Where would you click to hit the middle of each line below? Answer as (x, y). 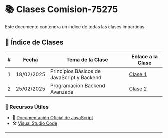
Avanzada (62, 92)
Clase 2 (138, 89)
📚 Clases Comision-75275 (62, 10)
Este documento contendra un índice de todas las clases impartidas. (75, 27)
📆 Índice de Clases (34, 43)
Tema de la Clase (87, 59)
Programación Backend (78, 85)
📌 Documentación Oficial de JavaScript (53, 118)
